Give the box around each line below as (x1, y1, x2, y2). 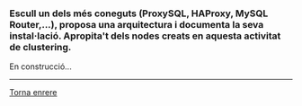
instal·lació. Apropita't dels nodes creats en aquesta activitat (9, 30, 281, 42)
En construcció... (9, 61, 72, 72)
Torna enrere (9, 87, 58, 98)
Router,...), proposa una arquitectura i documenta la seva (9, 18, 264, 31)
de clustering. (9, 40, 72, 53)
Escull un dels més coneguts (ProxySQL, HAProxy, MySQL (9, 7, 269, 20)
